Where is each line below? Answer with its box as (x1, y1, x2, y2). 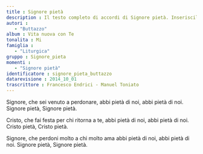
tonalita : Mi (6, 37, 42, 43)
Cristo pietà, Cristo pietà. (6, 123, 68, 130)
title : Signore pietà (6, 8, 63, 15)
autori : (6, 20, 28, 26)
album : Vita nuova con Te (6, 31, 74, 37)
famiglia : (6, 43, 34, 49)
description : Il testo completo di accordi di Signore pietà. (6, 14, 169, 21)
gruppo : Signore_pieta (6, 54, 66, 60)
